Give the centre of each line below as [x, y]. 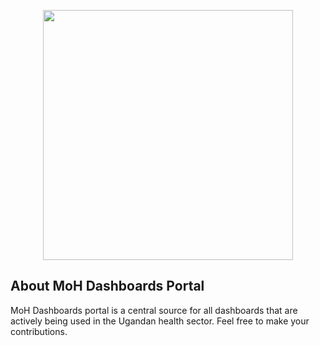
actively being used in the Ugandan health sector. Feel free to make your [160, 321]
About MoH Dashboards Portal [107, 286]
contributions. [39, 331]
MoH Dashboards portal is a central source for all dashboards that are [154, 310]
